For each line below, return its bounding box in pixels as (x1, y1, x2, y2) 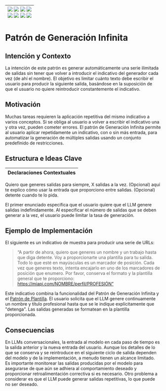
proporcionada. (5, 312, 37, 318)
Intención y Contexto (5, 52, 71, 60)
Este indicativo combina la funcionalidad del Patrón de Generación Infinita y (5, 290, 159, 297)
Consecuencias (5, 326, 54, 334)
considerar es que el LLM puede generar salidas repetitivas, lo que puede (5, 376, 156, 382)
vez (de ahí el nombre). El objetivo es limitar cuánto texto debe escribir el (5, 75, 154, 81)
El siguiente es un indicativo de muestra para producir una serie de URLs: (5, 240, 155, 246)
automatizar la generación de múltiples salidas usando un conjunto (5, 134, 142, 140)
